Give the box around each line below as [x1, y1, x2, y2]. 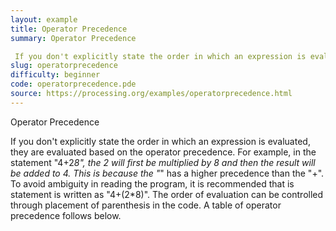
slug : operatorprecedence [10, 61, 118, 71]
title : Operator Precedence [10, 24, 128, 34]
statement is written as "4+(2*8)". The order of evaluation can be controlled [10, 188, 324, 200]
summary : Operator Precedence [10, 33, 137, 43]
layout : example [10, 14, 78, 25]
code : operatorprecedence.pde [10, 79, 137, 90]
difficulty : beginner [10, 70, 101, 80]
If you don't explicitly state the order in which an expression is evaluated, [10, 135, 311, 147]
